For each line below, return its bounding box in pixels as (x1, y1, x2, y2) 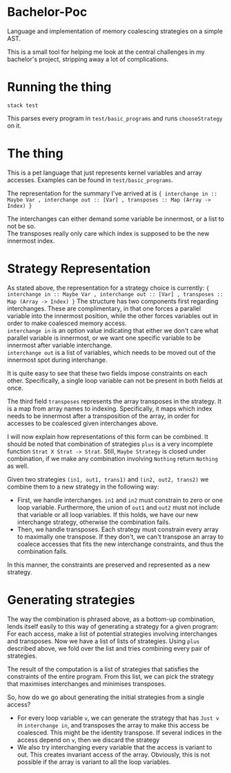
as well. (7, 462, 29, 470)
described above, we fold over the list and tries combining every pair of (7, 644, 210, 652)
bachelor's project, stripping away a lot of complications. (7, 55, 169, 63)
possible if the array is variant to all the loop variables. (17, 757, 171, 766)
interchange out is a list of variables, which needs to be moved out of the (7, 348, 216, 356)
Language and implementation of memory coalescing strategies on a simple (7, 27, 223, 35)
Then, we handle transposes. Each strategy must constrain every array (17, 525, 219, 534)
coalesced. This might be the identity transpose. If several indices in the (17, 728, 222, 736)
